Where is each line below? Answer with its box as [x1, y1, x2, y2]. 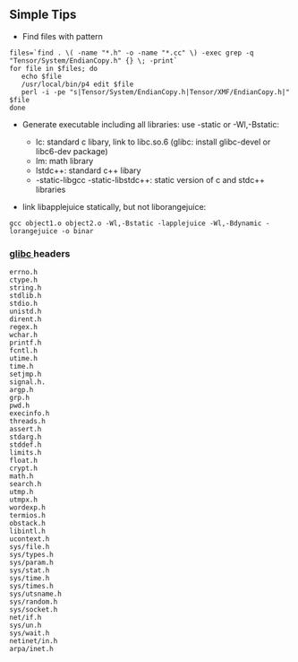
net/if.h [9, 614, 42, 623]
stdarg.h [9, 432, 42, 442]
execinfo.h [9, 409, 50, 418]
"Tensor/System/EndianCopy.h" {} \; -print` [9, 56, 178, 65]
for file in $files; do [9, 64, 98, 73]
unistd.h [9, 307, 42, 317]
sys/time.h [9, 574, 50, 583]
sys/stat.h [9, 566, 50, 575]
